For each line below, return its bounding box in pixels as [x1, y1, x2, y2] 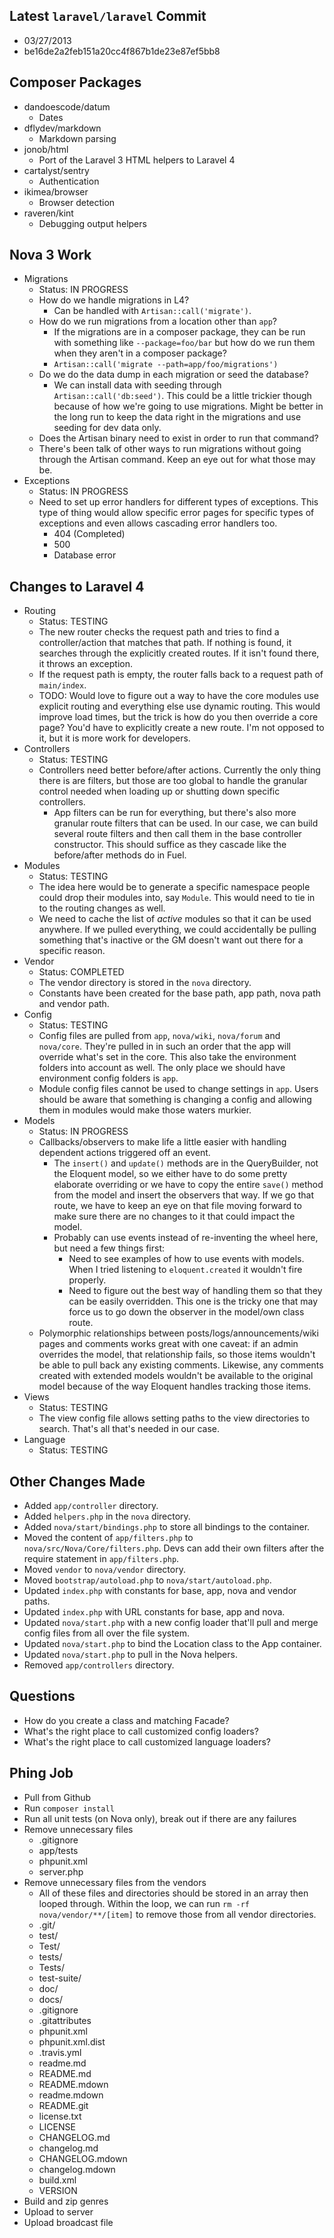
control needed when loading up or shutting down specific [38, 785, 281, 798]
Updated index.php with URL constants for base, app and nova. [23, 1606, 286, 1618]
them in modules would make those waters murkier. [38, 1104, 252, 1116]
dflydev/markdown [23, 122, 102, 134]
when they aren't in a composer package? [53, 347, 227, 359]
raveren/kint [23, 207, 74, 219]
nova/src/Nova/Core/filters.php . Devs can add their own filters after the [23, 1542, 325, 1554]
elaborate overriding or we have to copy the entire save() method [53, 1179, 324, 1191]
